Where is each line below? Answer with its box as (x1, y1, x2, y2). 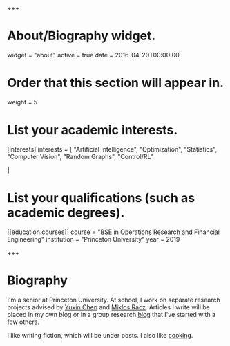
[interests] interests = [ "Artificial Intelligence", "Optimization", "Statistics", (7, 145, 218, 153)
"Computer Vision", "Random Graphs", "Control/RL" (7, 152, 153, 161)
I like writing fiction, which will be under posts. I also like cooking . (7, 331, 193, 339)
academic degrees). (7, 205, 125, 220)
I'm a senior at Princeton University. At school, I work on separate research (7, 295, 220, 304)
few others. (7, 318, 40, 326)
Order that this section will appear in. (7, 75, 224, 91)
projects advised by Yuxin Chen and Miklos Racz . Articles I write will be (7, 302, 211, 311)
